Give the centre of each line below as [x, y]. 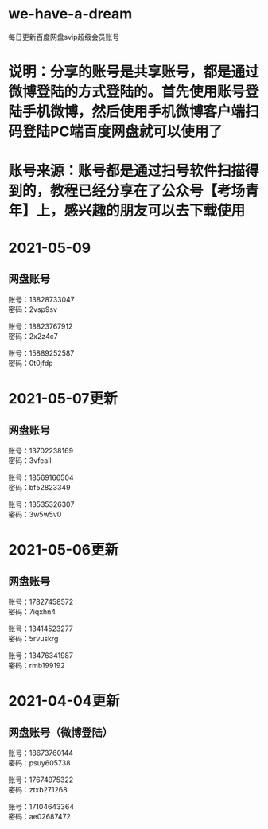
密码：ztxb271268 [38, 790]
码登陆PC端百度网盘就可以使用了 [115, 132]
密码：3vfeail [30, 461]
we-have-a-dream [70, 14]
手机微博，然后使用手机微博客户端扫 [141, 112]
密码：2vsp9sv [33, 309]
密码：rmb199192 [37, 666]
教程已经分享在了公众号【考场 [148, 191]
